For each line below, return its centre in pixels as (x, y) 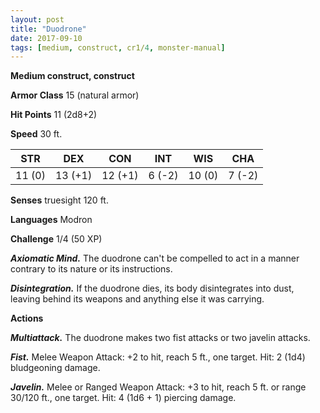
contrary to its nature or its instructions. (91, 269)
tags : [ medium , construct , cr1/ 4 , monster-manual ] (118, 47)
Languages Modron (51, 220)
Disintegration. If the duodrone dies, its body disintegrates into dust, (152, 288)
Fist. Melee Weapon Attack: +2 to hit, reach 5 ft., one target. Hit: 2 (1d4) (158, 357)
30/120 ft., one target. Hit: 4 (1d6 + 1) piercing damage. (123, 398)
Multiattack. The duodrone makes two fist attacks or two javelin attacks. (160, 338)
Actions (27, 318)
